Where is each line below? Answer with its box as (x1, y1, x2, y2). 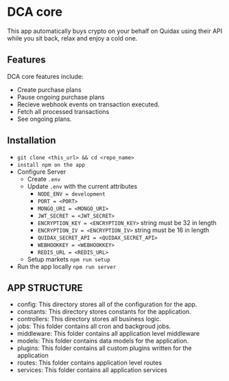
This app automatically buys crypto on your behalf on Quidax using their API (7, 27, 223, 35)
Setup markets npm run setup (27, 255, 111, 263)
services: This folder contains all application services (16, 366, 168, 374)
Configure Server (16, 168, 67, 176)
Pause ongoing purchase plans (16, 93, 105, 101)
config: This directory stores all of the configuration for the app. (16, 300, 197, 309)
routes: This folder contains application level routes (16, 358, 162, 367)
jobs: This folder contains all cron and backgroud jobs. (16, 322, 171, 330)
